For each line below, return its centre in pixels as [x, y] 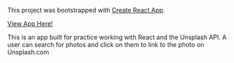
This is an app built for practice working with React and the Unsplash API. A [117, 37]
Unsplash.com [28, 52]
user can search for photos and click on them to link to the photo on [106, 44]
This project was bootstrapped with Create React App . [86, 10]
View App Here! [30, 23]
